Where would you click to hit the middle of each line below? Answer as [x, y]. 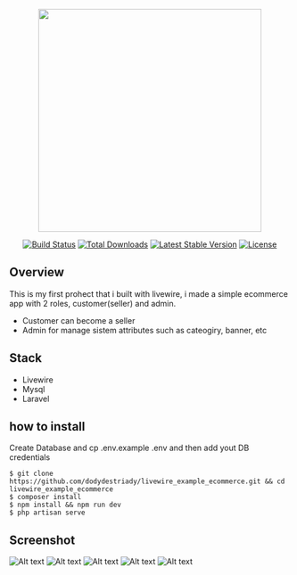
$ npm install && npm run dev [66, 505]
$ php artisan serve [48, 513]
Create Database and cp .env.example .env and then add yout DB [129, 448]
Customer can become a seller [78, 320]
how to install [47, 427]
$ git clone [31, 474]
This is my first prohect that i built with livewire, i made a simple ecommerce [148, 293]
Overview [37, 272]
